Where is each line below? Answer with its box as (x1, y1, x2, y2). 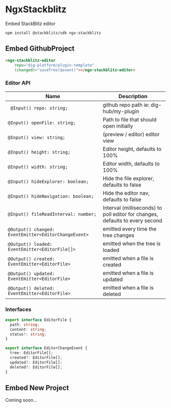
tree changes (102, 232, 135, 239)
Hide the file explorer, (102, 175, 154, 182)
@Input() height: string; (8, 149, 71, 155)
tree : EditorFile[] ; (10, 350, 53, 356)
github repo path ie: (102, 101, 150, 108)
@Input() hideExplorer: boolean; (8, 178, 89, 185)
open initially (102, 122, 133, 129)
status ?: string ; (10, 331, 47, 337)
